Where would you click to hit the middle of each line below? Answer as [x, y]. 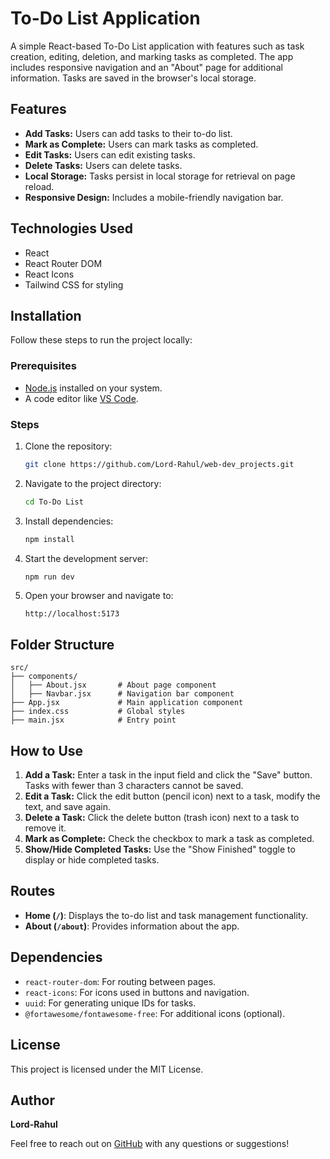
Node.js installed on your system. [93, 388]
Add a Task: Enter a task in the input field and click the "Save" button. [168, 775]
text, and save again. [67, 807]
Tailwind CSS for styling [74, 284]
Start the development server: [86, 558]
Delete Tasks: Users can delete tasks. [103, 165]
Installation [46, 315]
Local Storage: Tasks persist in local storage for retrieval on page [160, 176]
